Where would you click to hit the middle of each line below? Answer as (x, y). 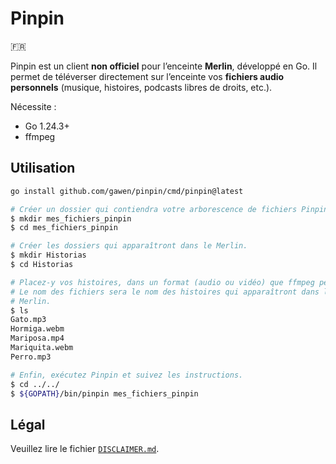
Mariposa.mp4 (37, 338)
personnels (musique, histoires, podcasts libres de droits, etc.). (141, 87)
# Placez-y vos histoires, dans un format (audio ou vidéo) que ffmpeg (162, 282)
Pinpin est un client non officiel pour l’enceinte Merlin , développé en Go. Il (164, 66)
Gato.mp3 (28, 320)
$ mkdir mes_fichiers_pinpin (71, 218)
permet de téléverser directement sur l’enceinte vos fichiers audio (147, 76)
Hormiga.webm (37, 329)
